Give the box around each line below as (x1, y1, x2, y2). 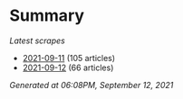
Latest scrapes (9, 35, 65, 46)
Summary (9, 5, 84, 26)
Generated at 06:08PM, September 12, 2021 (9, 79, 174, 90)
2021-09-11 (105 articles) (22, 52, 116, 63)
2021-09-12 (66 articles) (22, 62, 114, 73)
